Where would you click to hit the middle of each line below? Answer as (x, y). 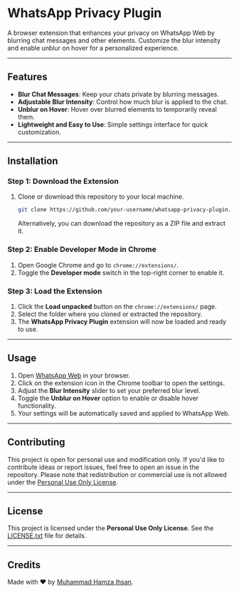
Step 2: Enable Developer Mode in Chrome (82, 249)
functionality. (37, 405)
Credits (24, 565)
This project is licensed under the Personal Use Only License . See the (111, 528)
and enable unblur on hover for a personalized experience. (93, 48)
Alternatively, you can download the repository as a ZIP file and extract (122, 224)
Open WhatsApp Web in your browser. (74, 375)
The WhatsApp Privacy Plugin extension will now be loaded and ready (122, 321)
